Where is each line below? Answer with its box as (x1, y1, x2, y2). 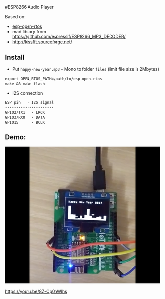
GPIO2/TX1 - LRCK (5, 110, 45, 115)
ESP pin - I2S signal (5, 100, 54, 105)
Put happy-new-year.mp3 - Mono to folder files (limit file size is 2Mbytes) (12, 66, 160, 72)
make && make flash (5, 81, 45, 86)
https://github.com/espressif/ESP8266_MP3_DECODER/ (12, 34, 126, 39)
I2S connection (12, 90, 43, 96)
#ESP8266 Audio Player (5, 4, 54, 10)
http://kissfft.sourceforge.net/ (12, 39, 73, 45)
